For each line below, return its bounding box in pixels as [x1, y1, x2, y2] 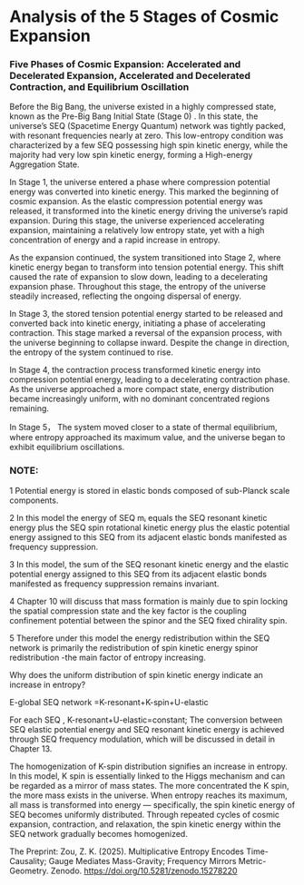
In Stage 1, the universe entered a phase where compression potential [9, 177, 270, 188]
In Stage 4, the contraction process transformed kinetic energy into [9, 365, 261, 376]
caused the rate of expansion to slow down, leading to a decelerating [9, 271, 268, 282]
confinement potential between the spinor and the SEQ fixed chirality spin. [9, 615, 288, 625]
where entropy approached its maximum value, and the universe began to [9, 432, 286, 443]
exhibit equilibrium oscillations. [9, 442, 125, 453]
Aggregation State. [9, 159, 80, 170]
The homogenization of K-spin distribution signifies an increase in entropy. [9, 761, 289, 772]
